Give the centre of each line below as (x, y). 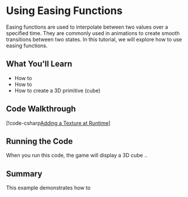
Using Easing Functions (64, 11)
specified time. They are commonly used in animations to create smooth (93, 33)
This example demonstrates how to (48, 188)
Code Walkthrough (41, 109)
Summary (24, 174)
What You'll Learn (39, 64)
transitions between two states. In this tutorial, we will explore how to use (94, 39)
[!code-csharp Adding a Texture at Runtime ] (58, 123)
